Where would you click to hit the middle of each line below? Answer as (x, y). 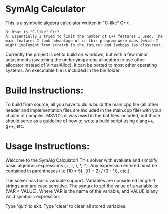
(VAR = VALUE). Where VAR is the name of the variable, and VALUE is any (82, 191)
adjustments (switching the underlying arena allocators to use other (75, 60)
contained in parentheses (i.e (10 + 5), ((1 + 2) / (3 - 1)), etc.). (68, 171)
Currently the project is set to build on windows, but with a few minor (77, 54)
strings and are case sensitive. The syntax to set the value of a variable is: (82, 186)
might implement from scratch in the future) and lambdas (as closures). (84, 45)
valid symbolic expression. (33, 196)
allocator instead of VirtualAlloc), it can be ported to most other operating (81, 65)
